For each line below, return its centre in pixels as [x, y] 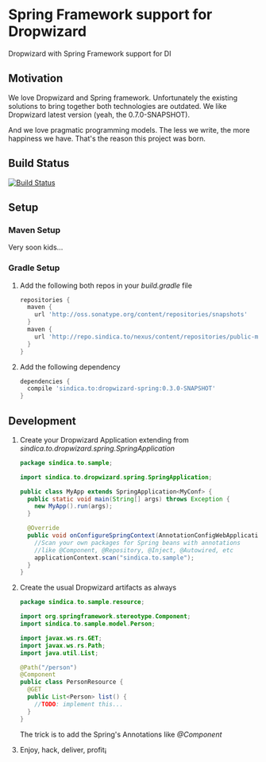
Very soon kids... [36, 247]
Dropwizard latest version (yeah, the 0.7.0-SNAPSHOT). [99, 114]
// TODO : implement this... [79, 704]
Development [42, 421]
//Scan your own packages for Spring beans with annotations [137, 543]
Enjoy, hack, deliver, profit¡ [63, 749]
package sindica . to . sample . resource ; [82, 602]
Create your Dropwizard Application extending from [104, 439]
